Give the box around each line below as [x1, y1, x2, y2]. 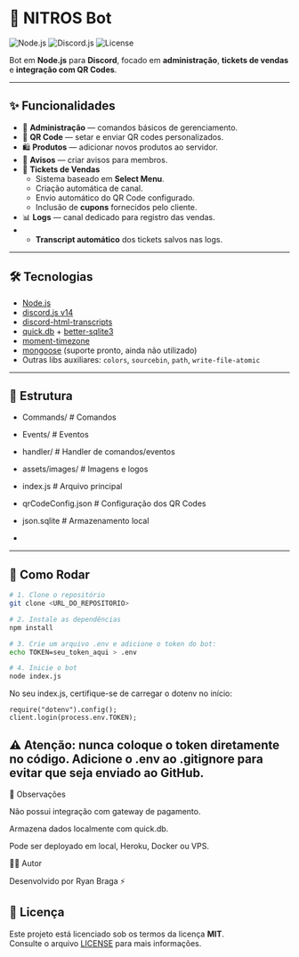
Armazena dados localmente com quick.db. [9, 823, 169, 834]
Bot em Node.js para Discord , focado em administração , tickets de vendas [9, 54, 289, 65]
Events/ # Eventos [21, 429, 89, 440]
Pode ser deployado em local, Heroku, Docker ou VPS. [9, 841, 209, 851]
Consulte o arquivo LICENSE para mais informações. [9, 937, 202, 948]
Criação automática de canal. [35, 183, 144, 193]
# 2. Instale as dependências [9, 615, 122, 624]
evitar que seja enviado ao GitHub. [9, 765, 205, 781]
